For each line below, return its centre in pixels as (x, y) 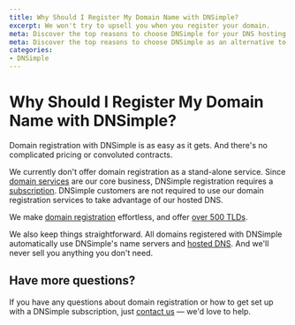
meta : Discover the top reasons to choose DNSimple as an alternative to (148, 42)
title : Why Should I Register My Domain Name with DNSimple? (124, 17)
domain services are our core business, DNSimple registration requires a (141, 181)
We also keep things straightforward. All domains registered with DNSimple (146, 234)
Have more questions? (72, 280)
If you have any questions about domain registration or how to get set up (141, 302)
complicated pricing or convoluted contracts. (91, 155)
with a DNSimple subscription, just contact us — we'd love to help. (130, 311)
